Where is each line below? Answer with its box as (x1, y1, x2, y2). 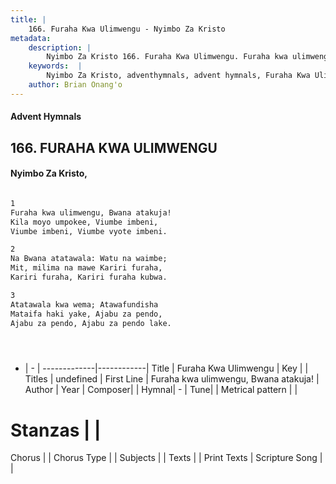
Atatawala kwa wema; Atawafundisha (10, 299, 159, 310)
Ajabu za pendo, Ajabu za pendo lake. (10, 318, 172, 328)
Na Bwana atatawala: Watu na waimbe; (10, 254, 168, 264)
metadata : (10, 33, 52, 43)
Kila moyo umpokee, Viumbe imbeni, (10, 217, 159, 227)
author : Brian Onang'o (28, 80, 123, 90)
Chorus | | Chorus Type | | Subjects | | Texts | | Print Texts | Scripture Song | (10, 452, 323, 464)
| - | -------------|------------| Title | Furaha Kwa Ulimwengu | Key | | (24, 362, 309, 375)
